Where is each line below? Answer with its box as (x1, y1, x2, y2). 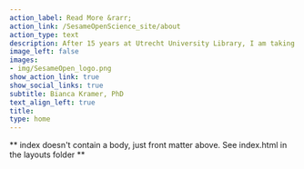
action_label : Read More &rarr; (9, 13, 132, 23)
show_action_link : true (9, 73, 100, 82)
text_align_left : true (9, 97, 96, 107)
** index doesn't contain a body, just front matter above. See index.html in (9, 140, 288, 151)
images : (9, 55, 39, 65)
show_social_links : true (9, 81, 104, 90)
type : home (9, 114, 51, 124)
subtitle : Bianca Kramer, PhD (9, 89, 125, 98)
